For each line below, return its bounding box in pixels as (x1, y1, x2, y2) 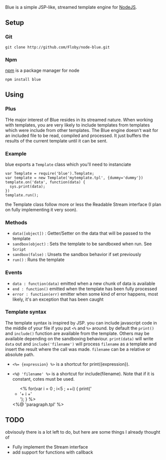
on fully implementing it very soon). (5, 206, 78, 212)
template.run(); (5, 193, 39, 197)
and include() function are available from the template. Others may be (5, 330, 150, 336)
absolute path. (5, 351, 35, 357)
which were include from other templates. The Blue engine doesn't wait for (5, 127, 159, 133)
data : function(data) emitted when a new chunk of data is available (12, 280, 156, 286)
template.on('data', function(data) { (5, 180, 85, 185)
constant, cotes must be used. (12, 376, 75, 382)
